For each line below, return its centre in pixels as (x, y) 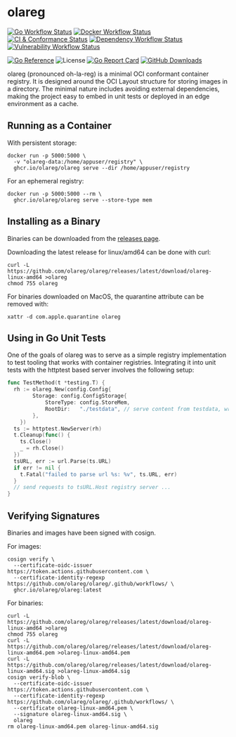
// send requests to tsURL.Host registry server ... (92, 488)
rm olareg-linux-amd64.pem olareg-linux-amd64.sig (83, 726)
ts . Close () (36, 442)
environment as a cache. (43, 103)
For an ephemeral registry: (46, 181)
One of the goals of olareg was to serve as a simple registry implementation (117, 355)
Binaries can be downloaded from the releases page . (84, 238)
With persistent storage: (42, 143)
